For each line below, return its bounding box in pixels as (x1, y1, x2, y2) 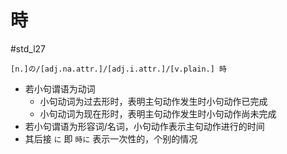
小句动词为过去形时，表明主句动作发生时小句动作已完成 (39, 95, 268, 107)
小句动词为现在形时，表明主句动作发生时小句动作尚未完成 (39, 107, 277, 120)
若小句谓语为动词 (24, 82, 96, 95)
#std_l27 (10, 42, 46, 55)
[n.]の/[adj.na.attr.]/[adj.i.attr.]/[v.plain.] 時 (10, 64, 227, 74)
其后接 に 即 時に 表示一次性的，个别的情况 (24, 132, 198, 145)
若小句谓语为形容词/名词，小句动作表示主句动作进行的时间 (24, 120, 265, 132)
